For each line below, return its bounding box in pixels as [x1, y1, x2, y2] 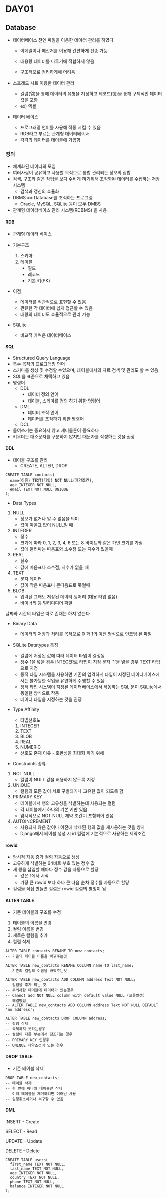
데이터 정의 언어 [27, 391, 59, 397]
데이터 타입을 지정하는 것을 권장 [20, 696, 82, 702]
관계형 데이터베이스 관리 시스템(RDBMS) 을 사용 [12, 207, 107, 213]
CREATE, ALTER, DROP [20, 462, 68, 468]
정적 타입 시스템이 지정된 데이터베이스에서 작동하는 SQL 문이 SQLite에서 [20, 684, 162, 690]
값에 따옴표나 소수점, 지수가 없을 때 [20, 564, 89, 570]
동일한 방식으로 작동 [20, 690, 59, 696]
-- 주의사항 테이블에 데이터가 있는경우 [5, 988, 74, 993]
